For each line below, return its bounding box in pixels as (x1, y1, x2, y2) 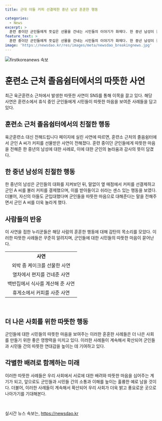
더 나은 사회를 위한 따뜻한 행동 (5, 317, 89, 326)
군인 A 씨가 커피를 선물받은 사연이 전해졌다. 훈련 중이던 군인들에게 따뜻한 (10, 140, 147, 146)
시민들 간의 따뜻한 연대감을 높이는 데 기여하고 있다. (10, 343, 105, 349)
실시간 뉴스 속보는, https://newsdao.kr (5, 410, 79, 416)
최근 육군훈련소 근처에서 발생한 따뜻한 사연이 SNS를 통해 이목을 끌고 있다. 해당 (5, 93, 153, 98)
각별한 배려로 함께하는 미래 (5, 359, 80, 367)
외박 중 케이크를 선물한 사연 (12, 262, 71, 269)
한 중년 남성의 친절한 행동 (5, 168, 76, 176)
